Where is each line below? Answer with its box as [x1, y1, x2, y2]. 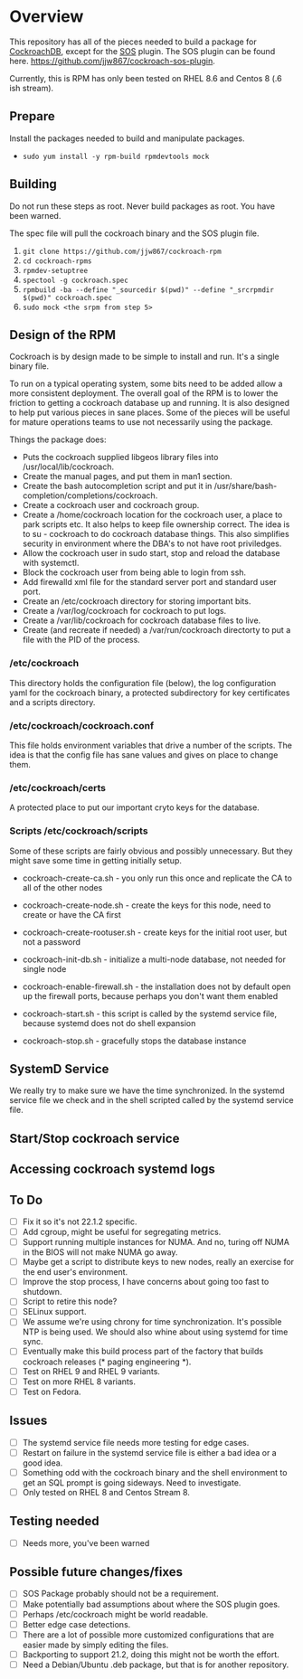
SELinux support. [22, 1306, 87, 1317]
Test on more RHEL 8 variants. [22, 1376, 136, 1387]
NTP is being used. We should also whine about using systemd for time [22, 1326, 289, 1337]
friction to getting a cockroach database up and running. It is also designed [9, 398, 289, 409]
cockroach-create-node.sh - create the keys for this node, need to [22, 900, 271, 910]
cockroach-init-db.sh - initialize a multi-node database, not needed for [22, 954, 287, 965]
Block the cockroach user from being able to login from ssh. [22, 567, 247, 578]
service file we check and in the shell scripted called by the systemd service [9, 1095, 294, 1106]
